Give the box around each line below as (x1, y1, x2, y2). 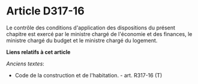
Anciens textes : (6, 60, 45, 67)
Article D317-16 (6, 4, 85, 18)
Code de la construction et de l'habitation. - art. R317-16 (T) (14, 71, 163, 79)
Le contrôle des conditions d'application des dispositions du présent (6, 24, 176, 31)
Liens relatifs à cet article (6, 48, 71, 55)
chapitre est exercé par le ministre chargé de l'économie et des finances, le (6, 30, 193, 37)
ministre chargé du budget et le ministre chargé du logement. (6, 37, 158, 44)
